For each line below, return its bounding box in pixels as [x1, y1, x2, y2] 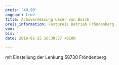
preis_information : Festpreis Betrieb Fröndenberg [5, 21, 114, 27]
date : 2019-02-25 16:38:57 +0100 [5, 36, 76, 41]
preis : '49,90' [5, 7, 37, 13]
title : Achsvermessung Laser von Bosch [5, 17, 90, 22]
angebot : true [5, 12, 35, 17]
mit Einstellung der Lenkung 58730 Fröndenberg [5, 54, 106, 60]
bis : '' [5, 31, 22, 36]
